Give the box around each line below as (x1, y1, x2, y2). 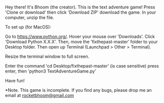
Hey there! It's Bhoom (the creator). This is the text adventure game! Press (5, 4, 155, 10)
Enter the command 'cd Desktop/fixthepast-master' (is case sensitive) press (5, 63, 159, 69)
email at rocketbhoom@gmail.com (5, 93, 74, 98)
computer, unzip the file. (5, 15, 54, 20)
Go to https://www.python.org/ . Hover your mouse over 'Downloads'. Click (5, 34, 155, 39)
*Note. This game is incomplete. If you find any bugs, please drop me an (5, 87, 152, 93)
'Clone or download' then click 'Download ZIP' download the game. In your (5, 9, 156, 15)
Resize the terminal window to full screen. (5, 53, 90, 59)
